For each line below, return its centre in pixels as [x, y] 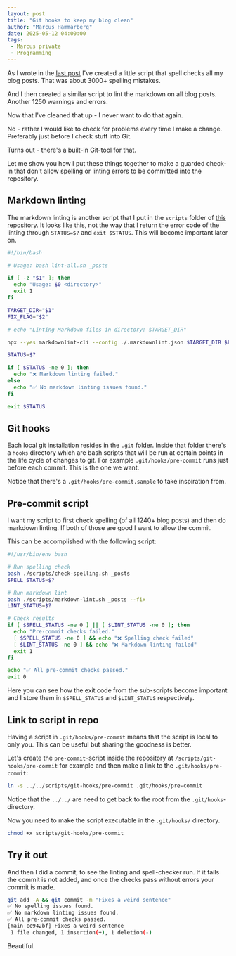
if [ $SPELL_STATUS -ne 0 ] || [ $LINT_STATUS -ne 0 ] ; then [99, 625]
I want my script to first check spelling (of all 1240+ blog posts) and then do [117, 520]
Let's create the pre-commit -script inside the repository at [90, 758]
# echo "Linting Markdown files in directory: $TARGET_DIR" [97, 330]
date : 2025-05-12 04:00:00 [47, 33]
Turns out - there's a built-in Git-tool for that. [72, 150]
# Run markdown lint [38, 593]
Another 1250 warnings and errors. [58, 101]
